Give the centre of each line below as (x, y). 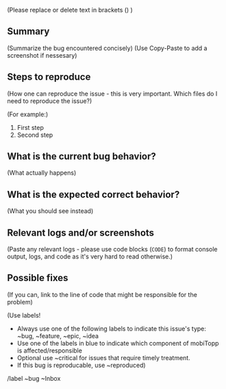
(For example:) (28, 114)
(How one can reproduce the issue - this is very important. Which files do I (112, 93)
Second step (35, 135)
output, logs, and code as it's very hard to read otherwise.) (90, 256)
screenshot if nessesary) (42, 55)
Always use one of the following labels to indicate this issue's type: (112, 329)
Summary (28, 31)
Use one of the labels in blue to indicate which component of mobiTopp (118, 343)
